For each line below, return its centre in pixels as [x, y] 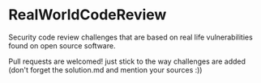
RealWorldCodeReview [88, 15]
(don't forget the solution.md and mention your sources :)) [105, 69]
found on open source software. [62, 45]
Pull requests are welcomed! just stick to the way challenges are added [127, 61]
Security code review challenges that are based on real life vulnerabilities [130, 37]
